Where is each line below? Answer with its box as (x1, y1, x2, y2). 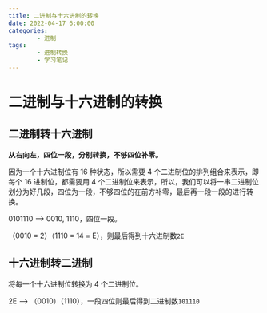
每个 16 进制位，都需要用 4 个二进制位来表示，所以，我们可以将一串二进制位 (8, 176, 260, 186)
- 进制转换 (37, 49, 69, 57)
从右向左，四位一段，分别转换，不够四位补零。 (8, 149, 162, 160)
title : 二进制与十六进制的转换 (8, 11, 99, 20)
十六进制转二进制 (8, 256, 93, 270)
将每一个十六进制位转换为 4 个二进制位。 (8, 279, 143, 288)
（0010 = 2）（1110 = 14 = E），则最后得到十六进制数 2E (8, 231, 185, 240)
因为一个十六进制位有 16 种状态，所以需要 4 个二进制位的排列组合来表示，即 (8, 167, 260, 176)
